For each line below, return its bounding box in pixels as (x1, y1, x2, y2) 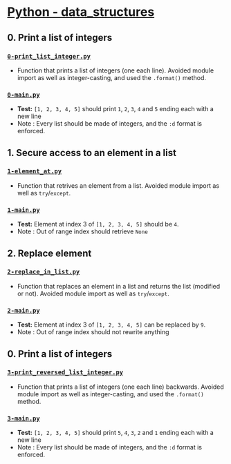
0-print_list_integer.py (7, 52, 91, 60)
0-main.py (7, 90, 40, 99)
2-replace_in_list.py (7, 268, 80, 276)
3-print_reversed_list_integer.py (7, 369, 123, 376)
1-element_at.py (7, 167, 62, 175)
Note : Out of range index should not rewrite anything (17, 328, 169, 336)
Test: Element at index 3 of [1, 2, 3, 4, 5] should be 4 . (17, 220, 179, 229)
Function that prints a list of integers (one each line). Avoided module (17, 66, 214, 75)
